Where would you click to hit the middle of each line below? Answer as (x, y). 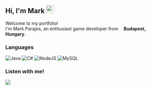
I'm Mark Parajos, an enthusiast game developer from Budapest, (75, 28)
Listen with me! (25, 72)
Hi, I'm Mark (25, 11)
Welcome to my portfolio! (32, 23)
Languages (20, 47)
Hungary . (16, 34)
